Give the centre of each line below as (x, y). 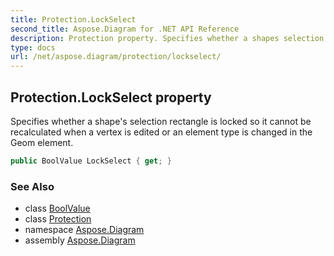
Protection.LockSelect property (111, 97)
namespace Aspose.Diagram (84, 230)
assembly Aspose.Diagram (80, 240)
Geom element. (42, 142)
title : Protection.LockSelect (73, 19)
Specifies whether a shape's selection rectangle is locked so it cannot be (161, 121)
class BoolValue (57, 208)
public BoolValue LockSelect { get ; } (91, 161)
